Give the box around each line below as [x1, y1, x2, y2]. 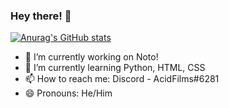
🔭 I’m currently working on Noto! [24, 51, 159, 63]
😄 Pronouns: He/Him [24, 87, 113, 99]
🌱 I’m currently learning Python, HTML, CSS [24, 62, 206, 74]
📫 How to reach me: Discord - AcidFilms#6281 [24, 73, 220, 85]
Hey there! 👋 [10, 9, 72, 23]
